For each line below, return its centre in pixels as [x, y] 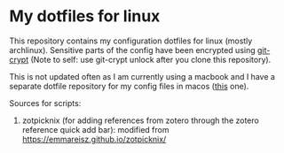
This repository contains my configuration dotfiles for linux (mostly [131, 41]
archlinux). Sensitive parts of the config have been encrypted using [132, 50]
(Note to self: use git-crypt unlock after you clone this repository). [151, 59]
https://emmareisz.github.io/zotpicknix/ [94, 139]
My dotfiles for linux [85, 16]
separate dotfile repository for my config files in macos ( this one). [129, 86]
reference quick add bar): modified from [95, 129]
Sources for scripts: [45, 103]
